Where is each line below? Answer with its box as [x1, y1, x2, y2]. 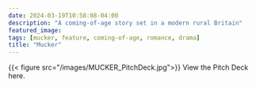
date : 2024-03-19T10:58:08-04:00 [8, 11, 119, 20]
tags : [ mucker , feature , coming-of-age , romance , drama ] [8, 33, 201, 42]
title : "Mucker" [8, 41, 62, 49]
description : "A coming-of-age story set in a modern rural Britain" [8, 19, 243, 27]
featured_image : [8, 26, 62, 34]
